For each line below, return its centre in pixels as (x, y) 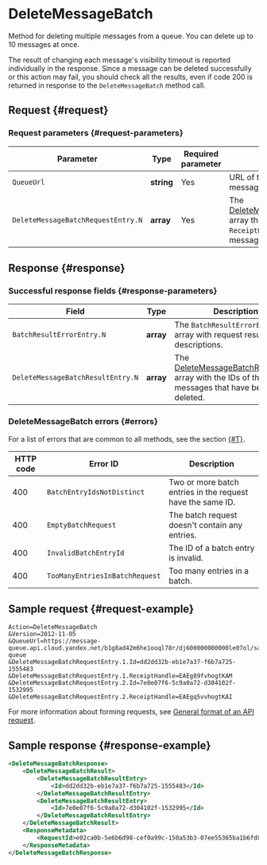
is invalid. (186, 557)
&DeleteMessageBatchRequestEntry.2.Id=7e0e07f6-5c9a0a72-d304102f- (122, 683)
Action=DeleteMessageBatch (53, 627)
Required (201, 154)
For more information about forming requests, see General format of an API (131, 712)
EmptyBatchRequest (81, 525)
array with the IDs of (212, 378)
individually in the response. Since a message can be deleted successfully (130, 68)
